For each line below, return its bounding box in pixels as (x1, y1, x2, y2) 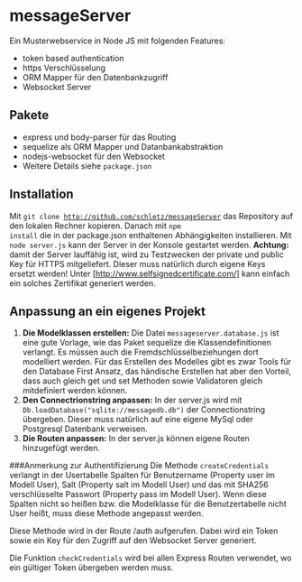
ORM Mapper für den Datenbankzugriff (22, 71, 169, 82)
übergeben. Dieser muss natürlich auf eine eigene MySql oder (22, 414, 254, 425)
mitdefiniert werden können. (22, 385, 128, 396)
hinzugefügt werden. (22, 443, 101, 454)
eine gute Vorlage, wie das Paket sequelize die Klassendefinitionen (22, 337, 272, 348)
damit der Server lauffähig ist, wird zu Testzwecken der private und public (9, 249, 284, 260)
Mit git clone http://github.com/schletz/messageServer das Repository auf (9, 210, 294, 221)
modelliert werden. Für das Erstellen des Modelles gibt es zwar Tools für (22, 356, 291, 367)
